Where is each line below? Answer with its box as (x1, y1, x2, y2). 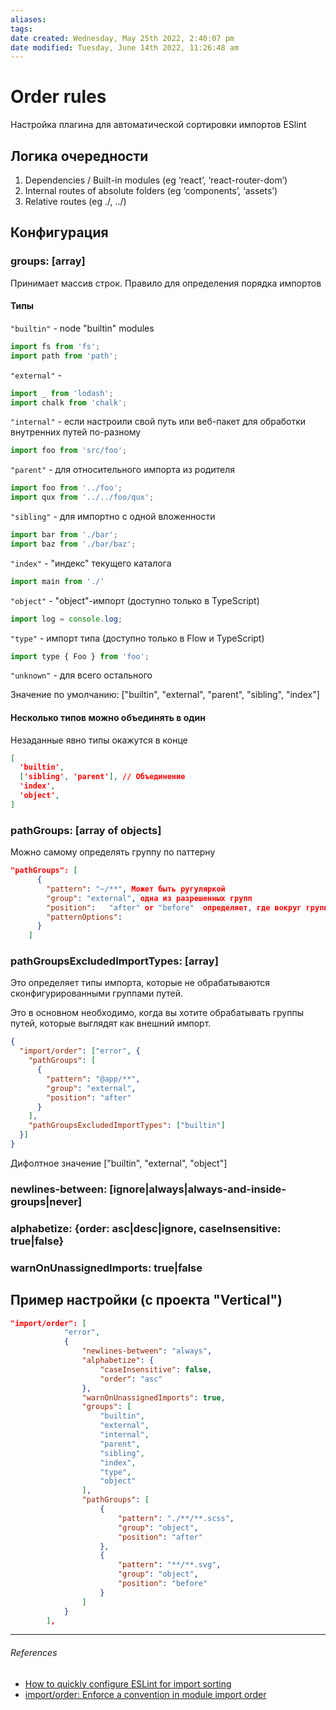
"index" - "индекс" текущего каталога (10, 557, 172, 569)
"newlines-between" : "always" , (81, 1346, 213, 1356)
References (10, 1646, 58, 1658)
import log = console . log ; (10, 614, 123, 624)
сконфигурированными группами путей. (10, 987, 184, 1000)
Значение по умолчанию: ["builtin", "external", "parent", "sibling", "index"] (10, 689, 320, 701)
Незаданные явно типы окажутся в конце (10, 734, 188, 746)
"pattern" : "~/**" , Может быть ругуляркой (46, 884, 226, 894)
